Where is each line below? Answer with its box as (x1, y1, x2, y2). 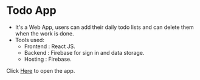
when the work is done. (15, 29, 74, 37)
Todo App (6, 4, 57, 17)
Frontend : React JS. (24, 43, 75, 50)
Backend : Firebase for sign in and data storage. (24, 49, 145, 56)
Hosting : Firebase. (24, 55, 72, 63)
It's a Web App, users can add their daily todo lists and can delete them (15, 23, 195, 31)
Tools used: (15, 36, 44, 43)
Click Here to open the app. (6, 67, 75, 74)
